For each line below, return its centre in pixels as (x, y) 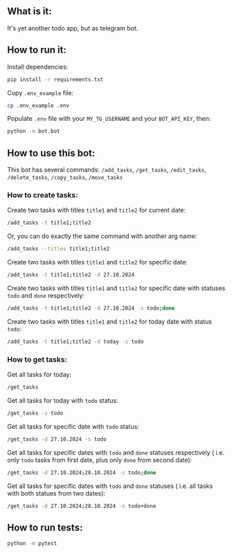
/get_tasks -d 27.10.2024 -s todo (57, 439)
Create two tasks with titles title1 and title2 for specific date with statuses (116, 288)
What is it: (29, 11)
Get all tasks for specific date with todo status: (73, 426)
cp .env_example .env (38, 106)
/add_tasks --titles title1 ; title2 (59, 249)
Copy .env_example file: (41, 92)
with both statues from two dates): (56, 493)
